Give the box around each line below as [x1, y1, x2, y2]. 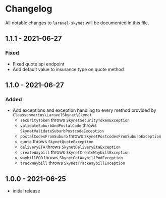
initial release [12, 188, 40, 194]
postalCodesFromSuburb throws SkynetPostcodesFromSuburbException [20, 133, 161, 139]
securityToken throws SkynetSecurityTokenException [20, 117, 130, 123]
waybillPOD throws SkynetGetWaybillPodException [20, 155, 123, 161]
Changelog [5, 3, 52, 15]
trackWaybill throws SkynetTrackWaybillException [20, 160, 125, 166]
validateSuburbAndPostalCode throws [20, 122, 97, 128]
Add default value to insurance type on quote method [12, 66, 124, 72]
